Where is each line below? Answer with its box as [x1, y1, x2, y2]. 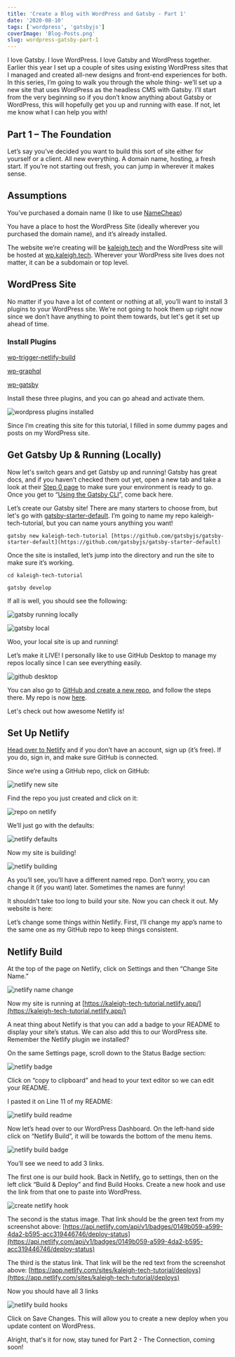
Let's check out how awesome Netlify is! [7, 707, 125, 715]
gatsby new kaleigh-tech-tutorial [7, 532, 109, 539]
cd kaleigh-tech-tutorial [7, 572, 83, 579]
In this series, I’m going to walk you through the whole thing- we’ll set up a [7, 78, 222, 86]
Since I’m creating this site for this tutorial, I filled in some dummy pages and [7, 421, 228, 430]
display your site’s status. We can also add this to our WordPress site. [7, 1028, 208, 1036]
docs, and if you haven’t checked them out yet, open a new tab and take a [7, 475, 222, 484]
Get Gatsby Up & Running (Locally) [7, 449, 161, 461]
